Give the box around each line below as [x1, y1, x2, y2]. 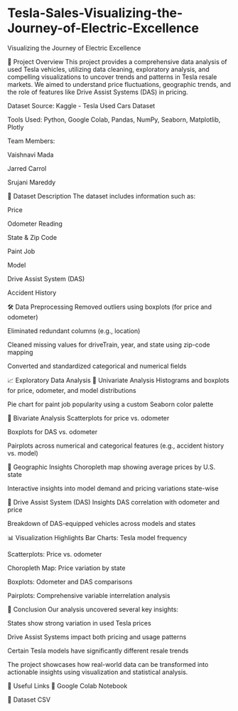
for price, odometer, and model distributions [7, 386, 136, 394]
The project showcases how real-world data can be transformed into [7, 660, 209, 668]
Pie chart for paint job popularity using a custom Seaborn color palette [7, 400, 214, 409]
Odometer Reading [7, 219, 63, 228]
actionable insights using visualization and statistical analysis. [7, 668, 188, 676]
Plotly [7, 122, 24, 131]
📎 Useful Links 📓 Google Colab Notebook [7, 681, 128, 690]
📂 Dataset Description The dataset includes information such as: [7, 191, 196, 200]
